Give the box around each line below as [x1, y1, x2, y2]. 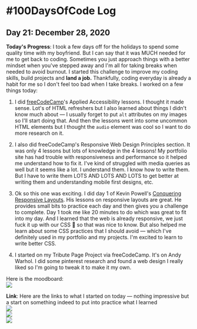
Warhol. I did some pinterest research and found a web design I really [14, 258, 183, 264]
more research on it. [14, 129, 64, 137]
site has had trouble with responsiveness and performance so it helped [14, 154, 187, 160]
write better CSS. [14, 240, 56, 247]
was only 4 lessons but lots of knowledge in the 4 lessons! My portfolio [14, 147, 187, 154]
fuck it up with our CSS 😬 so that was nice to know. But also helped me [14, 221, 186, 228]
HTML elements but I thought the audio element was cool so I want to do [14, 124, 191, 130]
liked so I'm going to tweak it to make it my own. [14, 264, 132, 271]
